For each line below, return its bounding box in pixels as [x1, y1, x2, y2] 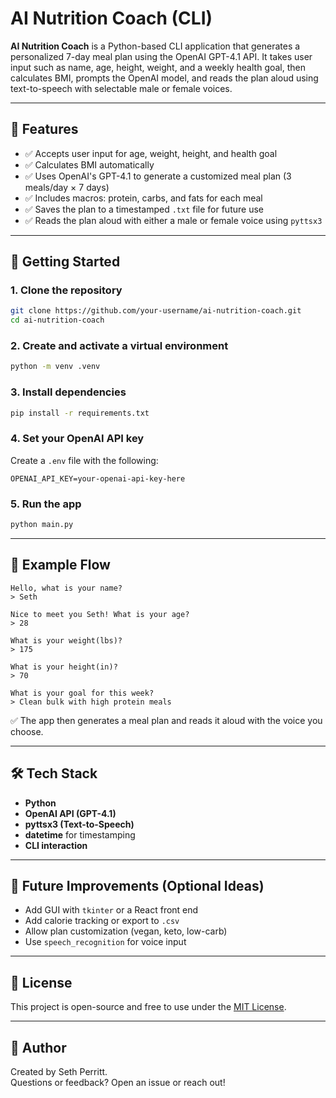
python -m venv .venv [10, 362, 101, 372]
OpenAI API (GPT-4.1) [24, 807, 117, 819]
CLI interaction [24, 839, 88, 851]
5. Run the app [10, 497, 82, 511]
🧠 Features [10, 121, 79, 138]
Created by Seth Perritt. [10, 1066, 108, 1078]
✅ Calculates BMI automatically [24, 158, 155, 171]
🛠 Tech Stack [10, 765, 98, 782]
